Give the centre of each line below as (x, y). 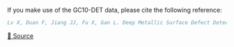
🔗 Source (20, 36)
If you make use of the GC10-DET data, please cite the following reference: (115, 10)
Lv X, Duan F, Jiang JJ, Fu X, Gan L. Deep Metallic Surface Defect (109, 23)
